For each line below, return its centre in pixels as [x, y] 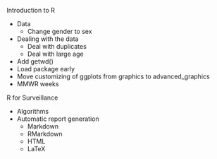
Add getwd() [35, 61]
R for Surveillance [32, 98]
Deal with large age [55, 54]
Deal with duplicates [57, 46]
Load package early [46, 69]
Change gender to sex [60, 31]
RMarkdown [45, 134]
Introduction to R [31, 10]
